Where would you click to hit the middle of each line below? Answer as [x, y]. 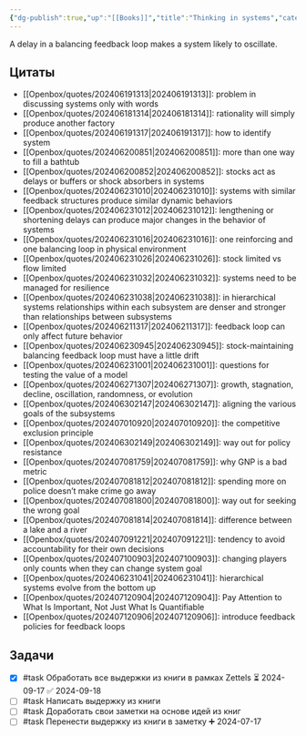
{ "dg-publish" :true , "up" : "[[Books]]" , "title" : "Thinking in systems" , [144, 18]
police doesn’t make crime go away [89, 491]
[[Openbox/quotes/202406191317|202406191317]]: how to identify [147, 133]
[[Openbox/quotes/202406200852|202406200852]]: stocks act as [149, 172]
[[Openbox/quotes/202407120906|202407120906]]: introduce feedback [159, 617]
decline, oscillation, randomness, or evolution [107, 394]
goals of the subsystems [69, 414]
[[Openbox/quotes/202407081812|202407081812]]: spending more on [154, 481]
